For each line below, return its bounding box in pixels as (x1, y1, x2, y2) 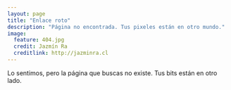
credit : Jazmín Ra (13, 43, 68, 50)
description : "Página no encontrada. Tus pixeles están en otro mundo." (7, 23, 225, 30)
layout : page (7, 10, 46, 18)
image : (7, 30, 27, 37)
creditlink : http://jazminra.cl (13, 50, 109, 57)
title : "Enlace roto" (7, 17, 71, 24)
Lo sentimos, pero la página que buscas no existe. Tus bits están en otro (7, 68, 218, 77)
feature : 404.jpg (13, 37, 65, 44)
